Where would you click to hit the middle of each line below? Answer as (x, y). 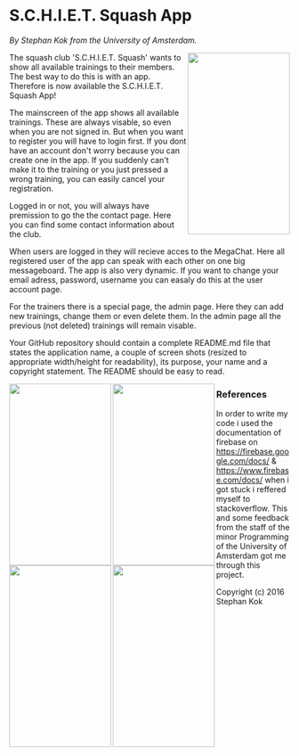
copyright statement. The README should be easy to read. (117, 371)
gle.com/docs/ (243, 461)
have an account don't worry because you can (95, 150)
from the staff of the (253, 528)
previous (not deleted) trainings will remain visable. (103, 325)
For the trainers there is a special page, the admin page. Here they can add (147, 306)
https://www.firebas (253, 471)
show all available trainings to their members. (92, 67)
